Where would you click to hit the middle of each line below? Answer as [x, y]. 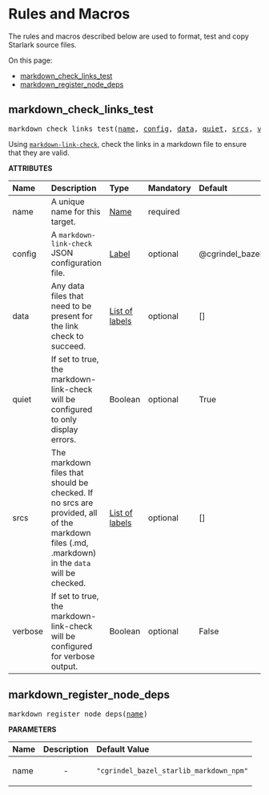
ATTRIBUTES [30, 168]
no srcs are [72, 503]
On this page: [30, 60]
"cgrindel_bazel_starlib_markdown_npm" [172, 771]
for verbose [73, 656]
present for [72, 316]
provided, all [74, 512]
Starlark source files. [43, 44]
